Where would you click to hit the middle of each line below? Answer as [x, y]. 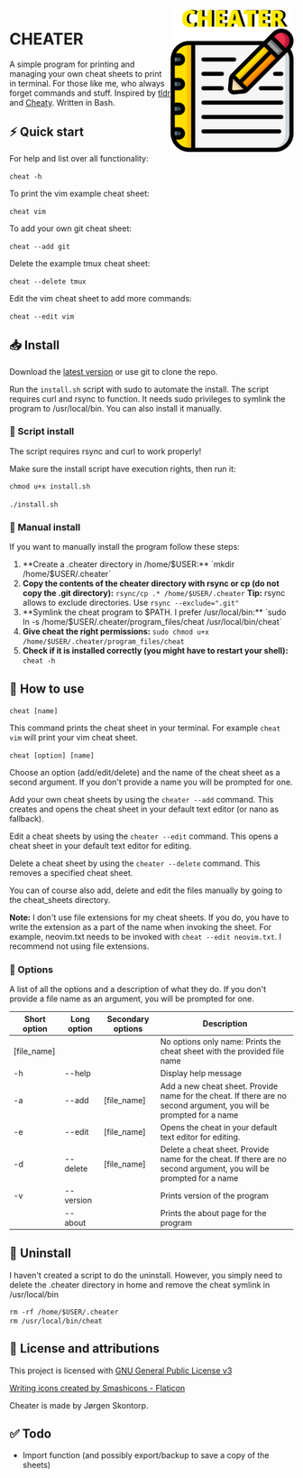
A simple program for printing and [72, 64]
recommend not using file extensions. [79, 946]
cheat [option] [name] [52, 756]
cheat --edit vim [42, 316]
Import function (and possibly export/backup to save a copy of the [146, 1455]
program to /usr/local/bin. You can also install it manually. [116, 408]
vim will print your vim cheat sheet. [73, 737]
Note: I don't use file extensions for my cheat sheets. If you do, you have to [149, 917]
